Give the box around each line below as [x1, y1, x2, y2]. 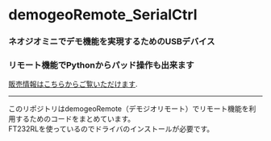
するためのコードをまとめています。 [15, 114, 135, 124]
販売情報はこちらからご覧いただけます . [8, 79, 139, 89]
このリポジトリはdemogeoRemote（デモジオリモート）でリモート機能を [8, 104, 249, 114]
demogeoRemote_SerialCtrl [8, 6, 198, 24]
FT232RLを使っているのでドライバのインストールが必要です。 [8, 124, 215, 134]
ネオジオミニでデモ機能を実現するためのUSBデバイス [8, 36, 215, 48]
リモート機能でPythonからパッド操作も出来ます [8, 60, 194, 71]
